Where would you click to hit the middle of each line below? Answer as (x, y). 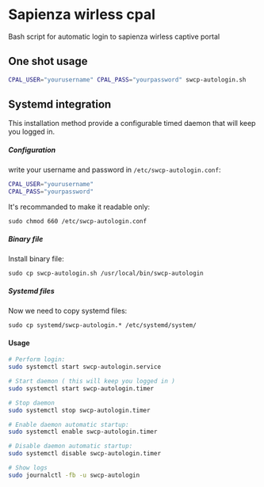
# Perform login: (37, 360)
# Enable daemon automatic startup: (69, 424)
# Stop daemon (32, 403)
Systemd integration (60, 105)
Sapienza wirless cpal (82, 15)
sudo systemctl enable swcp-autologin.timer (83, 432)
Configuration (32, 150)
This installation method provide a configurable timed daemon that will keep (132, 124)
